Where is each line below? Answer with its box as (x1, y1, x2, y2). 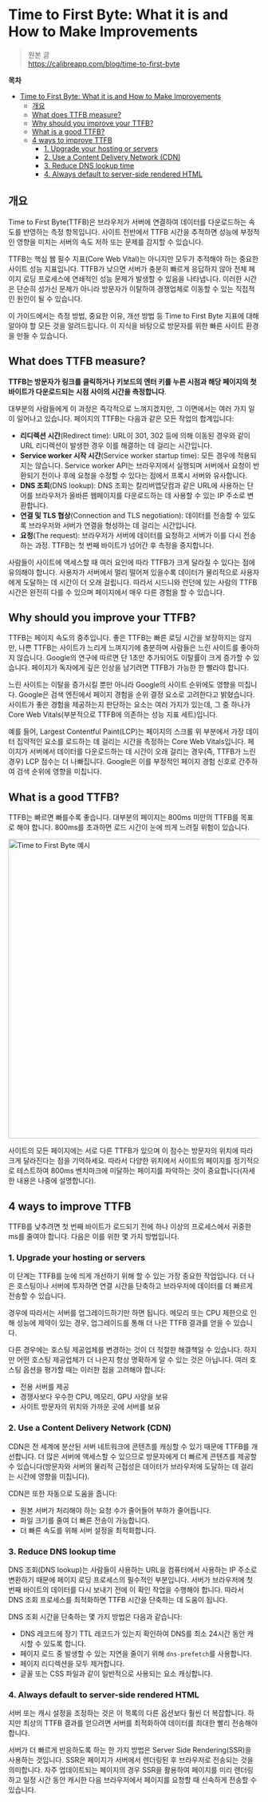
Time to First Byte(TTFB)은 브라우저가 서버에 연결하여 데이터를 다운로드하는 (8, 217, 247, 227)
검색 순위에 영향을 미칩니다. (16, 766, 102, 776)
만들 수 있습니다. (16, 331, 68, 340)
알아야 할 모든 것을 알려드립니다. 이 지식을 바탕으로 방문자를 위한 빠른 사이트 (8, 321, 245, 331)
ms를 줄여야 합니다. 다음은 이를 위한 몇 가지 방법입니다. (8, 1232, 179, 1241)
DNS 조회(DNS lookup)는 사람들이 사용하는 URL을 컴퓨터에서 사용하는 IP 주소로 (8, 1565, 258, 1574)
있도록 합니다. (43, 1638, 86, 1648)
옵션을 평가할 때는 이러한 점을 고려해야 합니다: (22, 1365, 166, 1375)
